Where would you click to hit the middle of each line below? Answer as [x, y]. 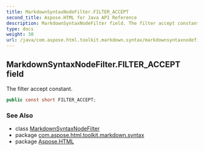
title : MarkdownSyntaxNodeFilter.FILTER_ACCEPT [68, 12]
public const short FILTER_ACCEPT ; [51, 100]
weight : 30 [20, 35]
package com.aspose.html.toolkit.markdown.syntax [80, 135]
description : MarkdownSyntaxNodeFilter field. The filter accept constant [103, 23]
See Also [20, 115]
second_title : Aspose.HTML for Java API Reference [72, 18]
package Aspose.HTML [45, 141]
